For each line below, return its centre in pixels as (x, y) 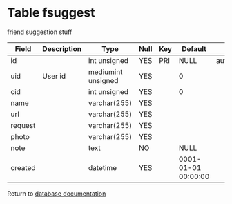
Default (194, 48)
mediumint (106, 72)
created (23, 167)
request (23, 125)
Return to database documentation (57, 193)
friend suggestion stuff (40, 32)
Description (62, 48)
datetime (103, 167)
